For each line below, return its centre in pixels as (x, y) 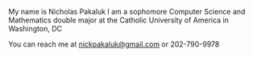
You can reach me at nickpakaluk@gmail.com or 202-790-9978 (114, 44)
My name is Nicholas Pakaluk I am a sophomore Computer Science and (127, 12)
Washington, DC (35, 28)
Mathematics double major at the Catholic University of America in (119, 20)
